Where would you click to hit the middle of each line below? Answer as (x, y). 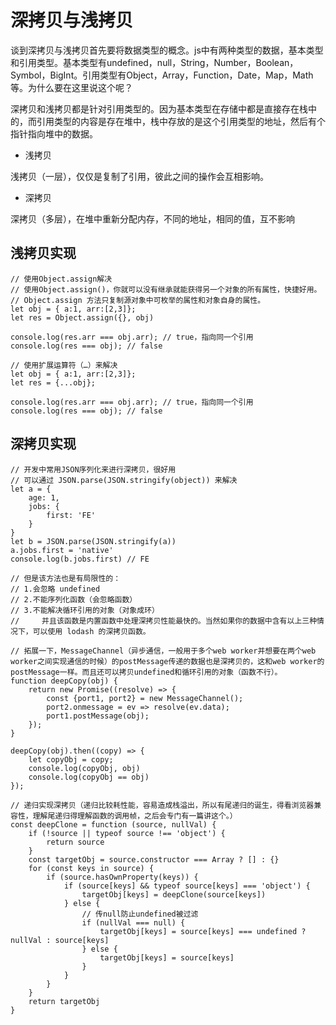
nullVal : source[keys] (60, 940)
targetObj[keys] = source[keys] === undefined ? (203, 931)
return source (75, 842)
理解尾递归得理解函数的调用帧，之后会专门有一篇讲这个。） (135, 816)
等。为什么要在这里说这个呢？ (71, 87)
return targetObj (64, 1001)
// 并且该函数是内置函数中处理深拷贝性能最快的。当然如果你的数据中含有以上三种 (164, 621)
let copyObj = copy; (71, 759)
